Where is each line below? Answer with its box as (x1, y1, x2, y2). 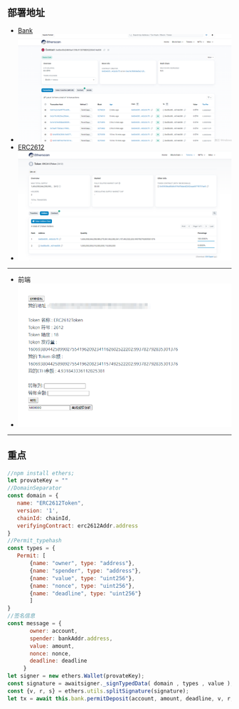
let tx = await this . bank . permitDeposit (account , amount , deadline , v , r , (7, 695, 234, 702)
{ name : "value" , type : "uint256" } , (29, 574, 135, 582)
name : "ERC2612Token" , (16, 500, 84, 507)
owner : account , (29, 627, 78, 634)
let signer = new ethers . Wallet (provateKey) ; (7, 673, 144, 680)
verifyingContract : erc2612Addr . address (16, 522, 139, 529)
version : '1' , (16, 507, 59, 514)
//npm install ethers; (7, 470, 75, 477)
